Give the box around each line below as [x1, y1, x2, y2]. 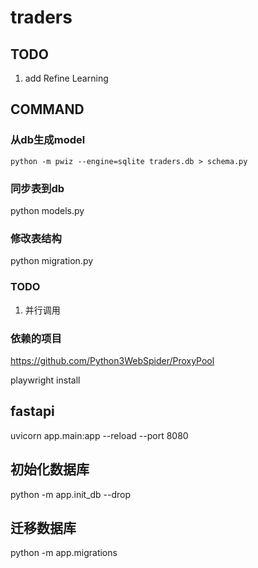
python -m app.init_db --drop [10, 488, 132, 500]
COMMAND [10, 101, 85, 118]
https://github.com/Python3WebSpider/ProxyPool [10, 354, 215, 366]
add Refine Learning [24, 72, 109, 84]
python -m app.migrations [10, 547, 118, 559]
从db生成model [10, 133, 86, 147]
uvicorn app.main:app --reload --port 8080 [10, 429, 189, 441]
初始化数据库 [10, 461, 90, 478]
